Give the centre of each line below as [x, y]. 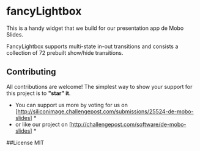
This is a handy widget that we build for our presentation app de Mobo [95, 28]
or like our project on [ [43, 124]
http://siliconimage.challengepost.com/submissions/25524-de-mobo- [106, 111]
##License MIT [25, 142]
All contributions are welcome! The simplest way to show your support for [99, 86]
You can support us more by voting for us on [72, 105]
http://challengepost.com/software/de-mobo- [129, 124]
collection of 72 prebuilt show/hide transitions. [65, 52]
